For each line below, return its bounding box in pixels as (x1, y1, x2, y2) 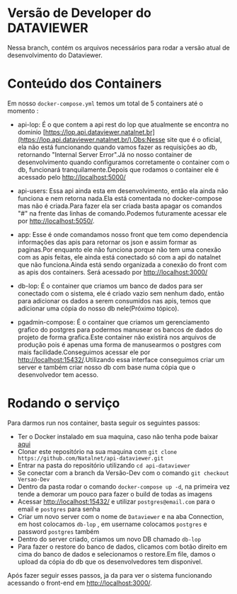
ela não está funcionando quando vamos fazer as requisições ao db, (17, 143, 218, 151)
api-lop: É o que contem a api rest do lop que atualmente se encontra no (17, 120, 229, 129)
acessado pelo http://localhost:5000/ (17, 173, 126, 181)
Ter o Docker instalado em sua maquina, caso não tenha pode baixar (17, 432, 219, 441)
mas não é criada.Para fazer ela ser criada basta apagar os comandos (17, 202, 223, 210)
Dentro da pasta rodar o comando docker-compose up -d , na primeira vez (17, 482, 230, 491)
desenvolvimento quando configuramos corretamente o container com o (17, 158, 230, 166)
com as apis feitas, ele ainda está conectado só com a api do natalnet (17, 252, 221, 261)
